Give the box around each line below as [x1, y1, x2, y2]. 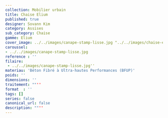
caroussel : [5, 45, 28, 50]
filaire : [5, 59, 23, 64]
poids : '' [5, 73, 26, 78]
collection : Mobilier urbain [5, 7, 66, 13]
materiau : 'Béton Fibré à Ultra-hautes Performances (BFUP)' [5, 68, 135, 73]
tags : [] [5, 91, 23, 96]
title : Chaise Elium [5, 12, 48, 17]
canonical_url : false [5, 101, 50, 106]
